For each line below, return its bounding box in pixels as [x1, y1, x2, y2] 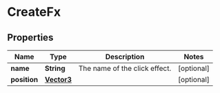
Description [105, 52, 145, 61]
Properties [7, 32, 54, 43]
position [10, 75, 39, 84]
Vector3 [44, 75, 72, 84]
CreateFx [7, 4, 61, 20]
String [44, 63, 66, 73]
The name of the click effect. [78, 63, 172, 73]
